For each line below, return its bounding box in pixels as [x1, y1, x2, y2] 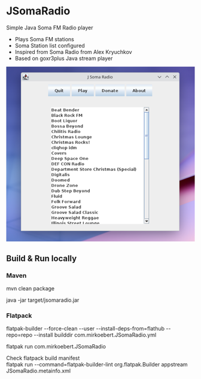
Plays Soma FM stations [14, 35, 75, 43]
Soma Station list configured [14, 42, 85, 49]
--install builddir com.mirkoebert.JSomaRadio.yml [33, 331, 157, 339]
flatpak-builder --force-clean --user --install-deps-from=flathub [6, 325, 165, 332]
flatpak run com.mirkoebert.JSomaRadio [6, 343, 106, 350]
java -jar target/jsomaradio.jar [6, 296, 80, 304]
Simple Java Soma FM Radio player [6, 24, 93, 31]
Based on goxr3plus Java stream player [14, 54, 113, 62]
